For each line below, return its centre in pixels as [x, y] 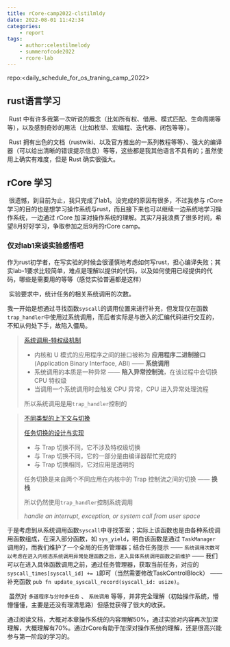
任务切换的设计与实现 [54, 432]
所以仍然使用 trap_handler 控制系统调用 [78, 502]
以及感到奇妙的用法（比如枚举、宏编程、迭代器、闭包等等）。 [107, 127]
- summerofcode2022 [47, 52]
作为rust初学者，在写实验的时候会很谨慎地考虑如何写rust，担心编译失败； [111, 262]
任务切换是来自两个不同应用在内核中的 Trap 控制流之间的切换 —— [117, 479]
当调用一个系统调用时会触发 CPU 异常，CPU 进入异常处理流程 [121, 389]
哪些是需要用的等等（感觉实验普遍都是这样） [82, 279]
